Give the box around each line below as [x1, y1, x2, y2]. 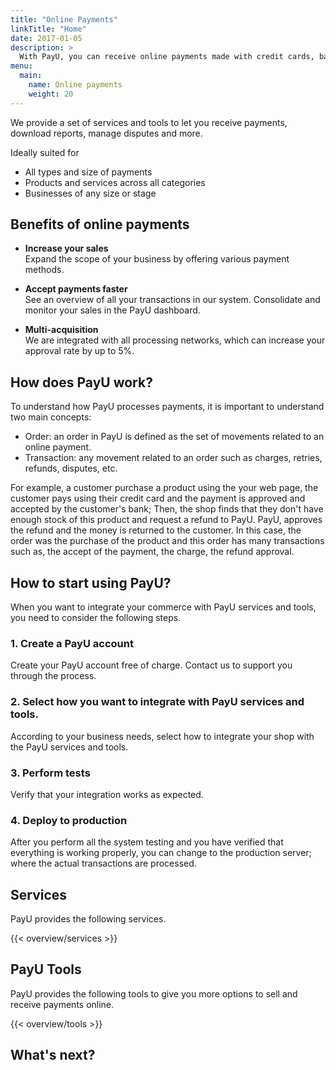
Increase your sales [24, 242, 109, 255]
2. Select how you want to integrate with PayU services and [10, 695, 305, 709]
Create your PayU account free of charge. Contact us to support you [10, 659, 293, 671]
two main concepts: [10, 411, 92, 423]
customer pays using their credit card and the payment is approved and [10, 492, 306, 505]
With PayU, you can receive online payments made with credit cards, [19, 52, 315, 62]
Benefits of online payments [10, 216, 190, 233]
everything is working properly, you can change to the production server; [10, 847, 312, 859]
